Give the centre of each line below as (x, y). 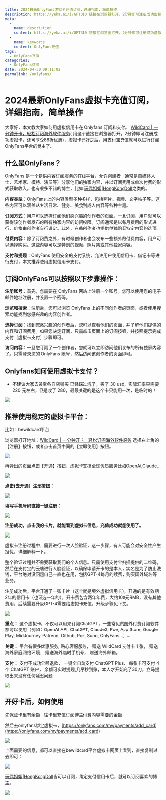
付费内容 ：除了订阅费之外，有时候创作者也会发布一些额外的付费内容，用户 (81, 238)
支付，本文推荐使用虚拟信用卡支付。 (46, 261)
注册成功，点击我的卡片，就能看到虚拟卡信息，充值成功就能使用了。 (74, 525)
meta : (11, 19)
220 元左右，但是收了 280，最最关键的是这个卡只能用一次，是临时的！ (84, 390)
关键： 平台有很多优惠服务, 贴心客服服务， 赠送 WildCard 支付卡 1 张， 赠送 (82, 646)
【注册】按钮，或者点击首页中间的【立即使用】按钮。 (59, 446)
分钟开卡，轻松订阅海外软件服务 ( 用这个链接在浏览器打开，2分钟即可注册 (79, 133)
